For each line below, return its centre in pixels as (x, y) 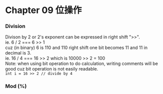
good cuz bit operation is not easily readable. (52, 69)
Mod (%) (16, 86)
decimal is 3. (18, 53)
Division (15, 26)
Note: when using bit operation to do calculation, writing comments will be (82, 63)
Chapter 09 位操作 (43, 10)
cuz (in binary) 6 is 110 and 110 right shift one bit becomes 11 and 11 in (76, 47)
